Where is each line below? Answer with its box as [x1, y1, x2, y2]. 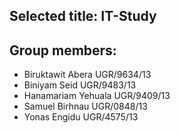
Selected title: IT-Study [9, 8, 157, 25]
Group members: [9, 42, 117, 59]
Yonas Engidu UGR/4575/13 [23, 111, 139, 123]
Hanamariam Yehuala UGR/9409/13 [23, 90, 171, 102]
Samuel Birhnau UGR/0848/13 [23, 100, 148, 113]
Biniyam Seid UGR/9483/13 [23, 79, 137, 91]
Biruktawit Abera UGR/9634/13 [23, 69, 152, 81]
